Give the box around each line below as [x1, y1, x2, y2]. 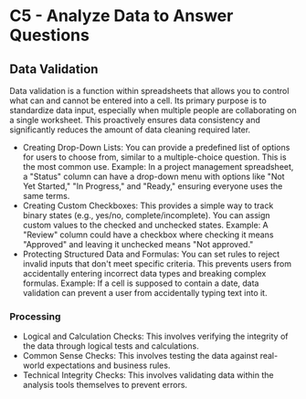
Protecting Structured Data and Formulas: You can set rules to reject [22, 248, 280, 259]
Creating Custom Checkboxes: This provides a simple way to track [22, 200, 274, 211]
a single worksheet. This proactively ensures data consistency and [9, 115, 260, 125]
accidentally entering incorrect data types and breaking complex [22, 268, 267, 278]
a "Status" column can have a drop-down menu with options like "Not [22, 171, 285, 182]
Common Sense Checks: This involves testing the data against [22, 351, 259, 362]
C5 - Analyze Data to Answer [9, 5, 234, 26]
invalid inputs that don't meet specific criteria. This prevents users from [22, 258, 292, 269]
